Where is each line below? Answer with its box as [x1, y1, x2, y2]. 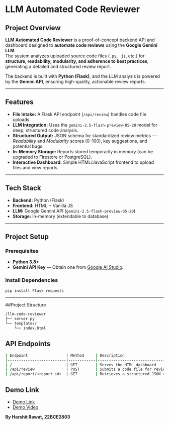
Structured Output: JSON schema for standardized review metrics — [12, 132, 157, 139]
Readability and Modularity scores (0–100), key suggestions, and [12, 138, 147, 144]
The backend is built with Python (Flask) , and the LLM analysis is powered [5, 73, 160, 79]
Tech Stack [5, 184, 41, 192]
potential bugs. [12, 143, 44, 149]
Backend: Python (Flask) [12, 197, 64, 203]
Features [5, 98, 34, 107]
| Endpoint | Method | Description [5, 353, 125, 358]
